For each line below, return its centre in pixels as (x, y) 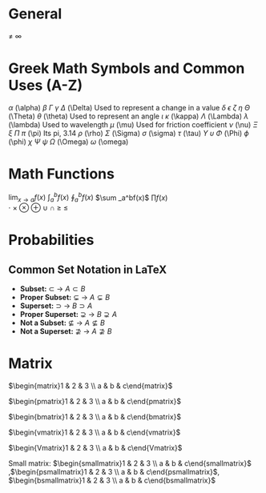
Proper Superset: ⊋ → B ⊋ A (69, 315)
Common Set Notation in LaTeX (87, 269)
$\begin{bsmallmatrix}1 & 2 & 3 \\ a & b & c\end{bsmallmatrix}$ (112, 480)
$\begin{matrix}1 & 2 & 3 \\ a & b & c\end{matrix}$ (91, 386)
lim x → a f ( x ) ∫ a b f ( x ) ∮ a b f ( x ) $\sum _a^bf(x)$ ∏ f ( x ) (88, 198)
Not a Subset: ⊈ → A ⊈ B (62, 323)
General (35, 14)
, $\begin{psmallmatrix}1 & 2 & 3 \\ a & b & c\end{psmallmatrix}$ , (114, 472)
